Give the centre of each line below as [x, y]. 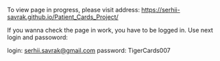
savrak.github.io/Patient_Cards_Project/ [63, 17]
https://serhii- [161, 10]
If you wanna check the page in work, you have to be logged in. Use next [110, 30]
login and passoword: [38, 37]
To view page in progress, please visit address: [74, 10]
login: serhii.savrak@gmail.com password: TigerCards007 [89, 50]
